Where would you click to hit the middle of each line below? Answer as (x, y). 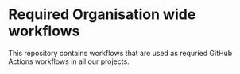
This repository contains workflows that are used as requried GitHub (120, 53)
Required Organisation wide (102, 15)
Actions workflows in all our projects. (69, 61)
